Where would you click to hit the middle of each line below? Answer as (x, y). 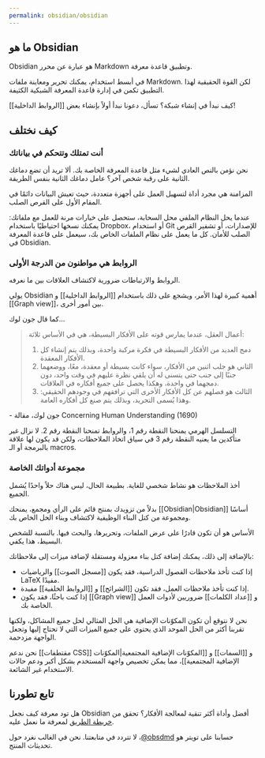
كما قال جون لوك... (37, 319)
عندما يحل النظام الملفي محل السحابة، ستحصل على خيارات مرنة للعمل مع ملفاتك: (130, 217)
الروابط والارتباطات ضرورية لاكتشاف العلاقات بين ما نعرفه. (95, 280)
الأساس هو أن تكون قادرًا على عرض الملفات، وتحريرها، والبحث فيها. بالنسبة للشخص (132, 532)
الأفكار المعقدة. (62, 358)
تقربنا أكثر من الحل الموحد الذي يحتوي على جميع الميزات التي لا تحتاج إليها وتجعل (127, 629)
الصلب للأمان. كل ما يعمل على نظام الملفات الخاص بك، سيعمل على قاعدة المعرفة (130, 235)
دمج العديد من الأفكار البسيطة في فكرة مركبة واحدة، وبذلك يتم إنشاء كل (146, 350)
